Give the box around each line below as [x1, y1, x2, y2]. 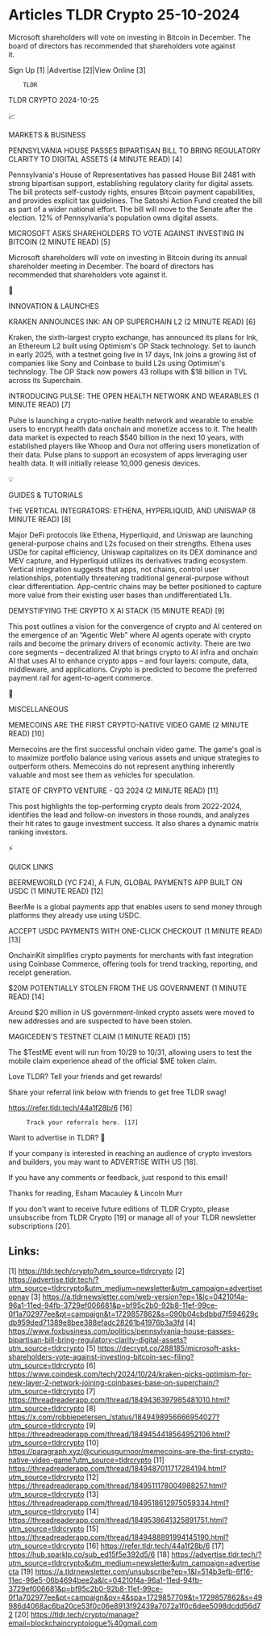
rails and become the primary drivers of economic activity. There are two [8, 639, 252, 648]
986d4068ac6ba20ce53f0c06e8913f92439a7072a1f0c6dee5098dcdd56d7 [8, 1600, 261, 1610]
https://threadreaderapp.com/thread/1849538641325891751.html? [8, 1515, 228, 1524]
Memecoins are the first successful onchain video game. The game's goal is [8, 744, 262, 753]
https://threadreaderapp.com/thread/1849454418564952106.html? [8, 1429, 231, 1439]
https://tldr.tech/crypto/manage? [31, 1609, 140, 1619]
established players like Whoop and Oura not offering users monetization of [8, 441, 261, 450]
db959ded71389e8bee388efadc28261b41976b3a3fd [8, 1318, 184, 1327]
